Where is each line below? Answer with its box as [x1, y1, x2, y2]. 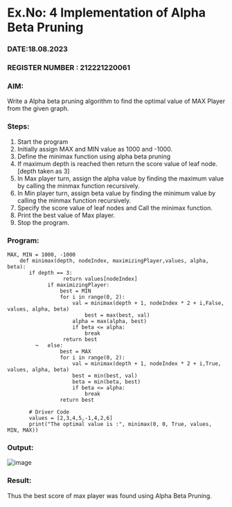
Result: [7, 476, 32, 486]
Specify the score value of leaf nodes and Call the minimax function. [17, 203, 213, 212]
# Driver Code [28, 408, 70, 416]
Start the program [17, 137, 69, 146]
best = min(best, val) [72, 372, 138, 379]
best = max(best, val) [84, 311, 150, 319]
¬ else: [35, 342, 64, 349]
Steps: [7, 122, 30, 131]
